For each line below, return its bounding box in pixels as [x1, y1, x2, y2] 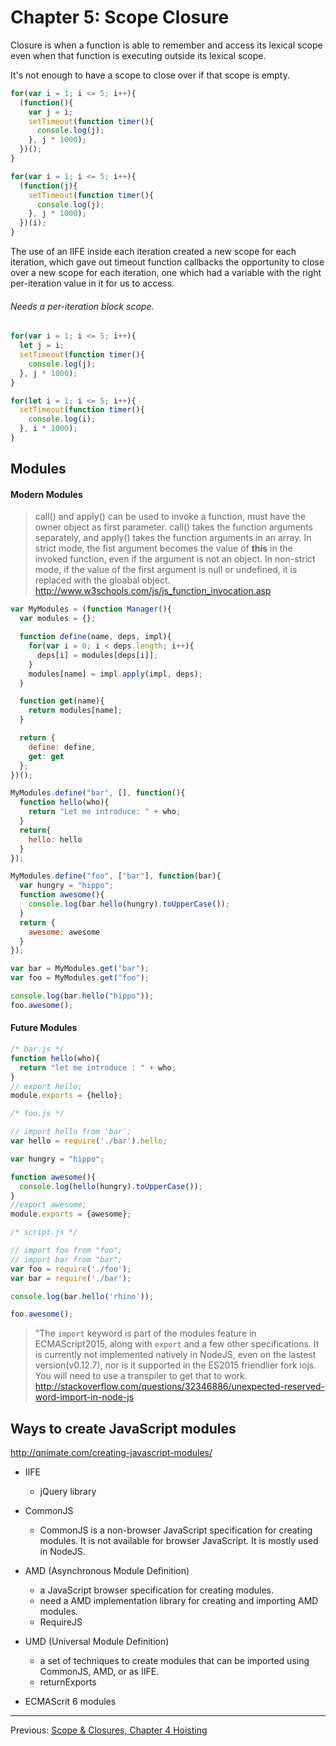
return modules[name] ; [28, 706, 123, 716]
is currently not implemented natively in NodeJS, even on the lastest [34, 1349, 317, 1361]
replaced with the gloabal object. [34, 574, 171, 586]
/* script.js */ [10, 1227, 78, 1238]
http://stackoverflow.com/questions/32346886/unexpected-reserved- [34, 1381, 325, 1393]
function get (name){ [19, 696, 105, 706]
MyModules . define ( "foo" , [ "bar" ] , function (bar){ [10, 871, 222, 881]
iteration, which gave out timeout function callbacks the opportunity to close [10, 256, 325, 268]
